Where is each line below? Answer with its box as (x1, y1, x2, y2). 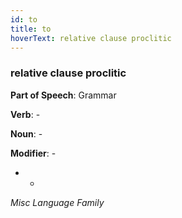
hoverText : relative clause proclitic (10, 33, 172, 43)
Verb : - (10, 108, 41, 120)
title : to (10, 24, 52, 34)
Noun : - (10, 127, 43, 140)
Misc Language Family (10, 196, 105, 208)
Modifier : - (10, 147, 57, 159)
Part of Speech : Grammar (10, 89, 117, 101)
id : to (10, 14, 38, 25)
